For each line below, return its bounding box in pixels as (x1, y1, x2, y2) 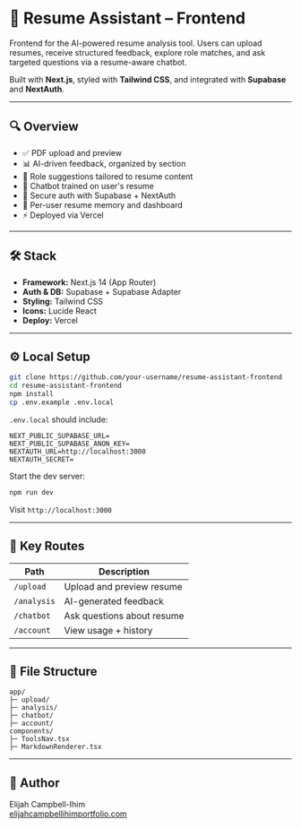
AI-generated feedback (64, 595, 164, 608)
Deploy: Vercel (21, 315, 78, 325)
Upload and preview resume (64, 580, 183, 592)
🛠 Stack (9, 248, 56, 263)
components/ (9, 727, 54, 736)
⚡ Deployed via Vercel (21, 210, 105, 220)
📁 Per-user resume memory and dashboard (21, 199, 184, 210)
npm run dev (9, 487, 54, 496)
